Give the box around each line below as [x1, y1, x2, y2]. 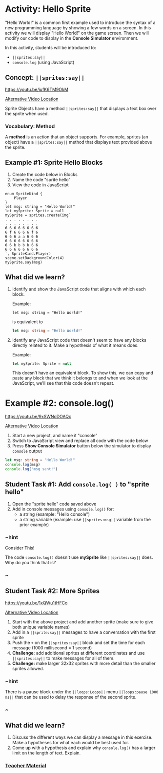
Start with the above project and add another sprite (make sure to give [12, 618, 154, 624]
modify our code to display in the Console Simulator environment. [5, 35, 139, 41]
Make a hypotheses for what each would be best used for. [12, 739, 129, 745]
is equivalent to [12, 319, 43, 325]
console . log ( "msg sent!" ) [5, 467, 58, 472]
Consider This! [5, 545, 35, 551]
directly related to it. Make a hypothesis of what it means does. [12, 342, 139, 348]
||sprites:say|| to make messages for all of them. [12, 655, 115, 661]
